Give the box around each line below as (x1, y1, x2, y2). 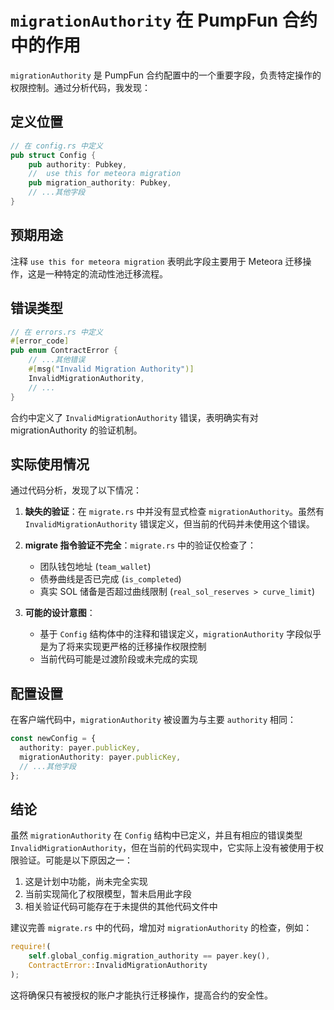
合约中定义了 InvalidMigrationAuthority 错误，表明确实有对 (10, 411, 259, 423)
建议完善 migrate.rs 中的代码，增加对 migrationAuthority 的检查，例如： (10, 922, 313, 934)
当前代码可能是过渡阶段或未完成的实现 (39, 653, 198, 665)
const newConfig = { (10, 734, 97, 744)
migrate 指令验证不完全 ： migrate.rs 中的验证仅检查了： (24, 539, 257, 551)
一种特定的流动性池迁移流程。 (44, 267, 168, 280)
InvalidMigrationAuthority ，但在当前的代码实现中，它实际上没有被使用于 (10, 842, 315, 854)
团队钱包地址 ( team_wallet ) (39, 561, 152, 573)
